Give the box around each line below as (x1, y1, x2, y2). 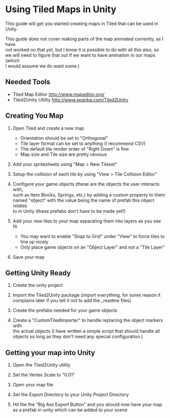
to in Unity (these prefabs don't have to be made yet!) (12, 208, 126, 214)
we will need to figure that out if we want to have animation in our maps (5, 52, 156, 58)
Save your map (12, 254, 45, 260)
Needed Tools (5, 78, 51, 86)
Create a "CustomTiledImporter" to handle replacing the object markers (12, 317, 163, 324)
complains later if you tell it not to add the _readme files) (12, 298, 131, 304)
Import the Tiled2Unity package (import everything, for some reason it (12, 292, 161, 298)
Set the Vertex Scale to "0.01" (12, 372, 75, 378)
